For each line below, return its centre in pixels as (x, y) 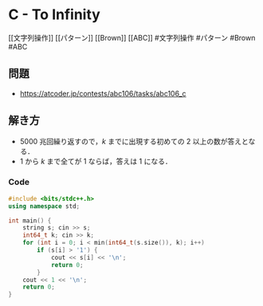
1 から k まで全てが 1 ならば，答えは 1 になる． (96, 161)
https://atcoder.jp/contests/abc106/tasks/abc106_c (103, 93)
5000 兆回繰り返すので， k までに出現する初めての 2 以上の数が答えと (134, 141)
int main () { (30, 221)
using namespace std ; (44, 206)
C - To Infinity (55, 15)
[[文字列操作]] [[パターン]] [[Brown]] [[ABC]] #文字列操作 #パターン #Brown (132, 37)
